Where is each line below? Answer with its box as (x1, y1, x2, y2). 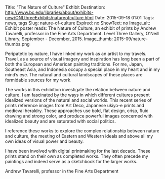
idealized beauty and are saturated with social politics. (5, 119, 116, 124)
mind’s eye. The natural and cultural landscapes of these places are (5, 72, 143, 77)
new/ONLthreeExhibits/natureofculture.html (5, 15, 94, 20)
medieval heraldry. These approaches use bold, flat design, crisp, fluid (5, 108, 149, 114)
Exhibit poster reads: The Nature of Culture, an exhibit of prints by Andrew (5, 25, 157, 31)
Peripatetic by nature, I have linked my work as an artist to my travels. (5, 51, 147, 57)
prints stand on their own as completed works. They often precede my (5, 153, 148, 159)
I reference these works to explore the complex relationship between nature (5, 128, 160, 133)
